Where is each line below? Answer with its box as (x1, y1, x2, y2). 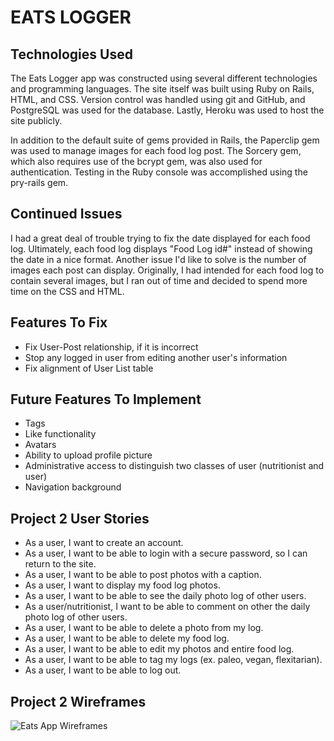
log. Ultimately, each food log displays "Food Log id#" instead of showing (10, 242, 313, 255)
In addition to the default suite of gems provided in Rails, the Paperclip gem (10, 134, 320, 146)
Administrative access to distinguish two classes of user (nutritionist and (24, 460, 325, 472)
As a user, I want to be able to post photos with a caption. (24, 569, 262, 581)
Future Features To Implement (10, 391, 202, 408)
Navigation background (24, 481, 122, 493)
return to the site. (24, 558, 97, 570)
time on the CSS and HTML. (10, 285, 125, 297)
